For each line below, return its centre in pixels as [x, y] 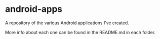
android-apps [34, 9]
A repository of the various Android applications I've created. [67, 23]
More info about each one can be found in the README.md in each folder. [80, 32]
